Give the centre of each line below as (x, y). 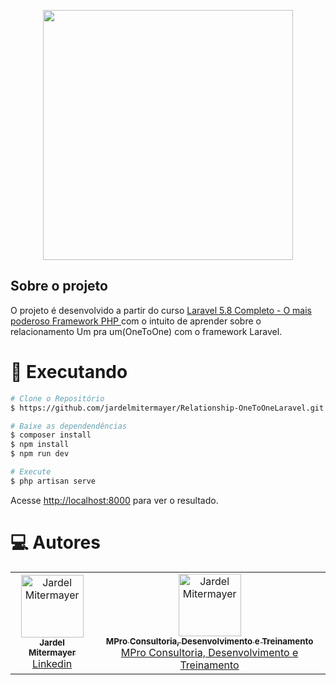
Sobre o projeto (59, 286)
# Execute (31, 472)
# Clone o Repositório (57, 398)
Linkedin (52, 663)
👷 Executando (69, 372)
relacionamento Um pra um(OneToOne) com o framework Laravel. (146, 331)
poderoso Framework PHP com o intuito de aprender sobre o (136, 321)
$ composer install (51, 435)
